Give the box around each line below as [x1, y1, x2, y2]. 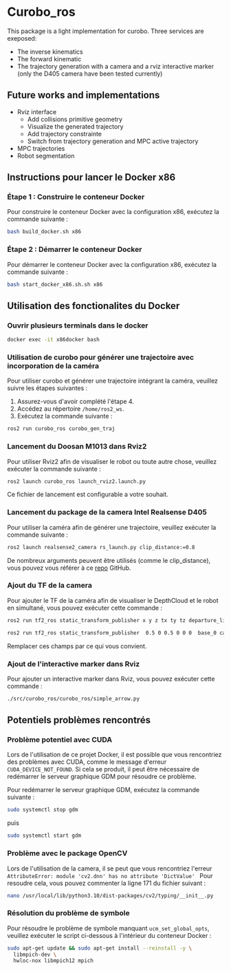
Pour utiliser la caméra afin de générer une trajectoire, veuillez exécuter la [7, 523, 217, 531]
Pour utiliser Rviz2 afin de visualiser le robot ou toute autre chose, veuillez [7, 457, 217, 465]
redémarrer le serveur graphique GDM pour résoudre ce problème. [7, 772, 197, 781]
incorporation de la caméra [7, 361, 100, 370]
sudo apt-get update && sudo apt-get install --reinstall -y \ [7, 944, 192, 952]
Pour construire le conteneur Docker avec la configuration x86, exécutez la [7, 208, 220, 216]
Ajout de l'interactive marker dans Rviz [7, 659, 140, 668]
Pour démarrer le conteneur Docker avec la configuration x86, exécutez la [7, 260, 217, 268]
